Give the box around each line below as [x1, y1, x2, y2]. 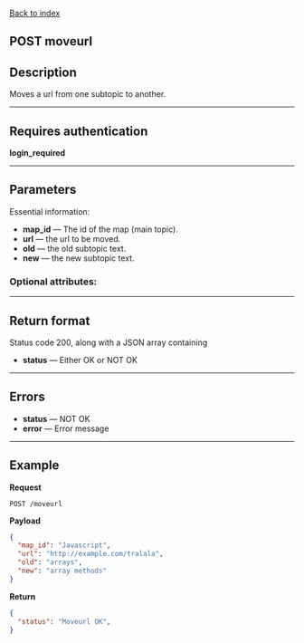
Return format [9, 312, 90, 329]
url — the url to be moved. [22, 233, 121, 244]
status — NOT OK [22, 413, 90, 424]
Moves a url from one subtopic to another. [9, 89, 166, 100]
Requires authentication [9, 123, 148, 139]
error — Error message [22, 423, 109, 434]
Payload [9, 515, 41, 526]
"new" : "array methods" [17, 566, 107, 576]
